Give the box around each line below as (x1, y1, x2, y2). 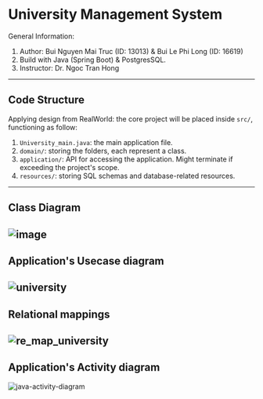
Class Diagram (8, 201, 81, 215)
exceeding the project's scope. (19, 162, 120, 172)
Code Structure (8, 93, 85, 107)
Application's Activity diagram (8, 361, 160, 374)
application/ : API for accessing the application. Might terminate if (19, 154, 233, 164)
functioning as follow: (8, 122, 78, 132)
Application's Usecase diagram (8, 254, 164, 267)
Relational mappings (8, 307, 110, 321)
